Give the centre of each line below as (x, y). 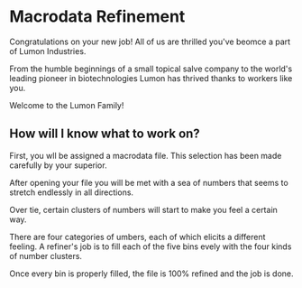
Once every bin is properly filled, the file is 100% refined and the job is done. (151, 274)
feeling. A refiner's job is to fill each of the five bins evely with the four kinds (151, 246)
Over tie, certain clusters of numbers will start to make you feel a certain (143, 209)
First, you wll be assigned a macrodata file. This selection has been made (146, 155)
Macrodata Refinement (97, 17)
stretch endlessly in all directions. (71, 192)
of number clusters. (46, 255)
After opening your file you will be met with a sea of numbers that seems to (149, 182)
